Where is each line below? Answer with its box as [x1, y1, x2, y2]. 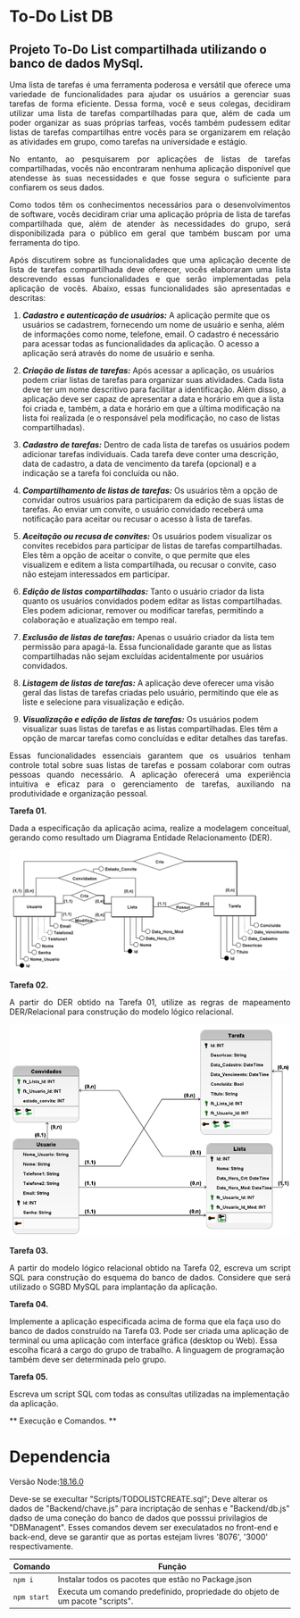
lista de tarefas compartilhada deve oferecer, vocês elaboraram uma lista [9, 264, 291, 274]
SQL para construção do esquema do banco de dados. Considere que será [9, 1272, 291, 1283]
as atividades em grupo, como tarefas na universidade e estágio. [9, 137, 248, 146]
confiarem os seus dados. [9, 182, 105, 193]
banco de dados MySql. [9, 55, 145, 71]
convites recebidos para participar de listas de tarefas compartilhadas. [21, 540, 283, 551]
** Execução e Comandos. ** [9, 1415, 117, 1426]
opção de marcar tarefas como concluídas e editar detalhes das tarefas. [21, 733, 288, 743]
